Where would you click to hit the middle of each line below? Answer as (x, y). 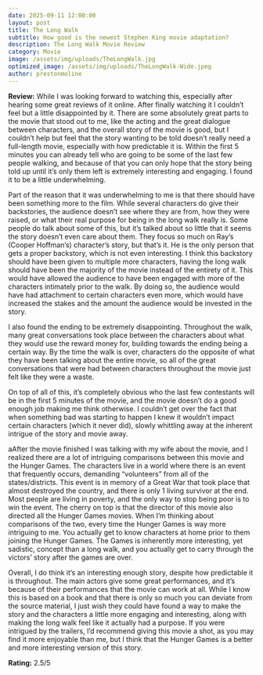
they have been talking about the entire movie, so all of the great (112, 360)
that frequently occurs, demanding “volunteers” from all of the (108, 474)
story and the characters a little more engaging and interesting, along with (127, 614)
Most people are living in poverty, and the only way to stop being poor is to (129, 498)
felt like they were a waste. (51, 377)
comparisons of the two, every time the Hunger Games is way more (117, 524)
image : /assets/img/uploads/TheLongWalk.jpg (82, 60)
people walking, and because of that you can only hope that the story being (130, 162)
